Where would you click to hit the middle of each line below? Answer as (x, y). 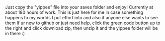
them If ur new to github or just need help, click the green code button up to (83, 23)
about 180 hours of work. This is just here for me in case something (74, 12)
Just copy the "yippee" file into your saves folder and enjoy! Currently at (79, 7)
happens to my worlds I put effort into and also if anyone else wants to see (82, 18)
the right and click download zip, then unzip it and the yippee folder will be (82, 28)
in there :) (15, 33)
